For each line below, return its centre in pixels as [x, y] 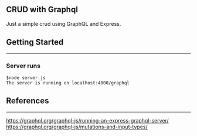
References [28, 101]
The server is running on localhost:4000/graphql [68, 83]
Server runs [23, 66]
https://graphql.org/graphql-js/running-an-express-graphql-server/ [87, 120]
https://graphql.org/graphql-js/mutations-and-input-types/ [77, 127]
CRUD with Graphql [42, 10]
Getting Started [35, 42]
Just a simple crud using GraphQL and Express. [64, 23]
